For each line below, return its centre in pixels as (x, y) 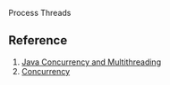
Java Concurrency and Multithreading (91, 62)
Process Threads (40, 13)
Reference (38, 40)
